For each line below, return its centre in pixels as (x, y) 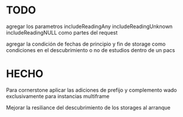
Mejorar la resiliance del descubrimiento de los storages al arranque (88, 107)
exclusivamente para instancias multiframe (58, 96)
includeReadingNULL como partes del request (62, 32)
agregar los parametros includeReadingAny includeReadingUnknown (89, 26)
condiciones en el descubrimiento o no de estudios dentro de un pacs (91, 50)
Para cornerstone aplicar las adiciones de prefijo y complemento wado (91, 90)
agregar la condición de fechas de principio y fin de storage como (86, 44)
